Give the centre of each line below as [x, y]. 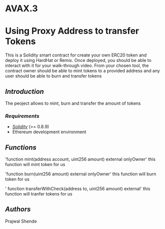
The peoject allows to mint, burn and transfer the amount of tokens [73, 103]
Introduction [25, 91]
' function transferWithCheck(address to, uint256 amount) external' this [78, 189]
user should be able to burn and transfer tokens [53, 76]
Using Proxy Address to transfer [72, 31]
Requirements [22, 116]
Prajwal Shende [21, 221]
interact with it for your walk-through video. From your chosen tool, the [77, 66]
